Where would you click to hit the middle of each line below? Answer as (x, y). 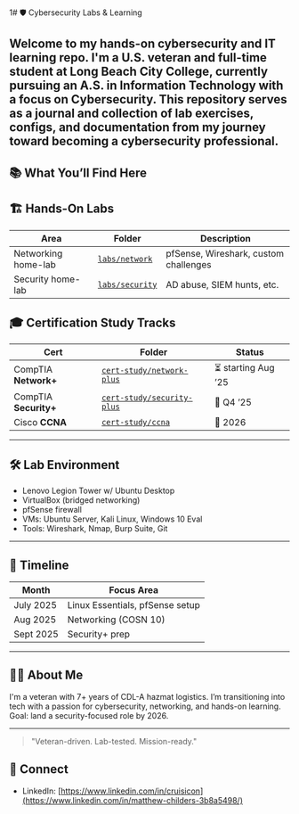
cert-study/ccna (136, 423)
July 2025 (36, 605)
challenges (189, 264)
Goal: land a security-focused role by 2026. (89, 715)
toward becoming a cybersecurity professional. (144, 141)
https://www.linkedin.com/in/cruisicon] (132, 791)
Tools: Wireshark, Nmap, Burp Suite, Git (95, 529)
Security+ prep (99, 634)
